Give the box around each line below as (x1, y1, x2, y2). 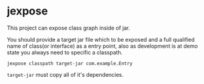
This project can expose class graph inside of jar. (7, 24, 130, 31)
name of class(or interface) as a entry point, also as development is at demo (7, 42, 199, 50)
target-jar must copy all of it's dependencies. (7, 71, 124, 78)
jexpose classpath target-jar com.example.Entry (7, 60, 133, 66)
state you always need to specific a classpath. (7, 48, 123, 56)
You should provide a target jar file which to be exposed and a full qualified (7, 36, 195, 43)
